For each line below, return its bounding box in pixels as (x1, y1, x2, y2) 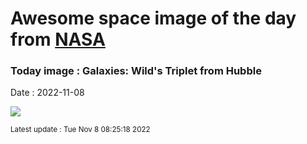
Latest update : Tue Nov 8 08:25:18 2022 (10, 125, 151, 135)
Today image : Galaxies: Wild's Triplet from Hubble (10, 64, 262, 78)
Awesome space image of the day (10, 7, 297, 30)
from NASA (10, 28, 106, 51)
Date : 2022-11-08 (10, 87, 85, 99)
